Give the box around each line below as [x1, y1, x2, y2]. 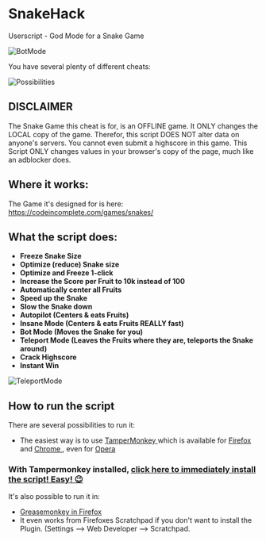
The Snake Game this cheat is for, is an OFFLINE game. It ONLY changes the [8, 121, 259, 131]
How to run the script [8, 399, 115, 412]
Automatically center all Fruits [19, 285, 122, 294]
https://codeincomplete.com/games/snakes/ [8, 207, 154, 217]
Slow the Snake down [19, 302, 93, 312]
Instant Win [19, 361, 60, 370]
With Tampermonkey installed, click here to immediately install [8, 464, 256, 475]
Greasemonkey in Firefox [19, 507, 102, 516]
